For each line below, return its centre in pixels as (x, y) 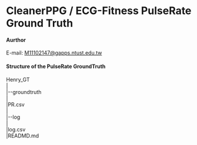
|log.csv (16, 129)
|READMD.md (23, 136)
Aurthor (16, 40)
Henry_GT (18, 79)
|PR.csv (15, 104)
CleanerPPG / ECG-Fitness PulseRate (99, 11)
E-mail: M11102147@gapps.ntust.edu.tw (54, 53)
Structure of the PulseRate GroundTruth (56, 66)
